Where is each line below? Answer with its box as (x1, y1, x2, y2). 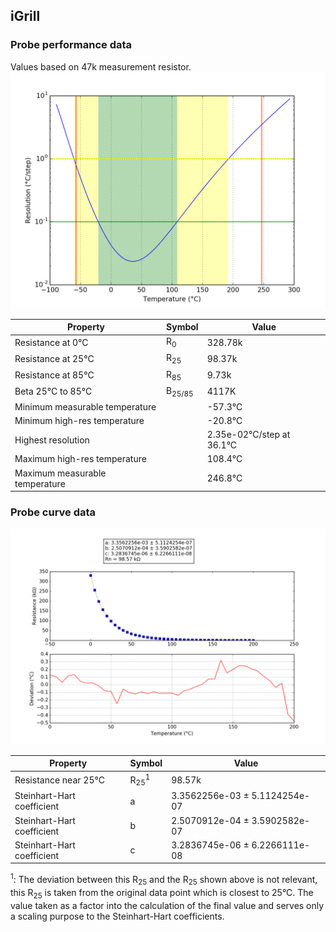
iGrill (10, 8, 41, 25)
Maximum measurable (14, 467, 107, 479)
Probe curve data (10, 505, 97, 519)
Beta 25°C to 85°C (14, 385, 93, 398)
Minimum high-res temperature (14, 414, 145, 426)
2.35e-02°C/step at (206, 429, 291, 441)
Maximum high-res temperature (14, 453, 147, 465)
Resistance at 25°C (14, 353, 95, 365)
